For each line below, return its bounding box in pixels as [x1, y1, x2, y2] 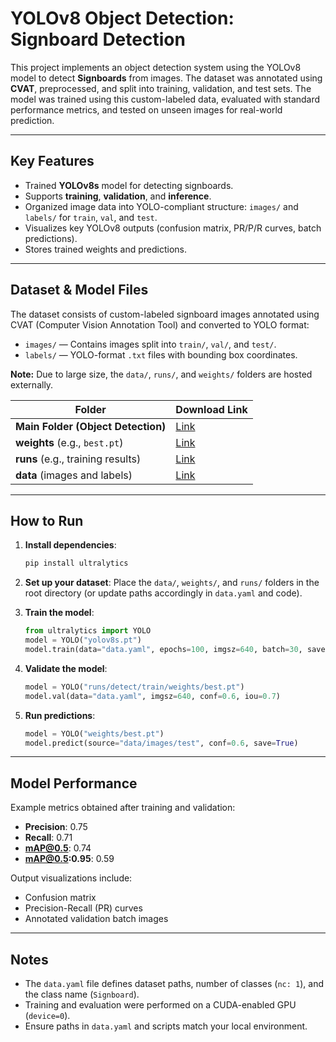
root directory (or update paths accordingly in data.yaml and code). [24, 587, 303, 599]
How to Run [10, 512, 84, 529]
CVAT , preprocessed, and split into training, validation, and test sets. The [10, 82, 312, 94]
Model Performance [10, 775, 138, 792]
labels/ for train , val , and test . [24, 211, 158, 223]
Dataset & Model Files [10, 282, 149, 299]
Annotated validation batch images [24, 913, 169, 925]
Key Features [10, 153, 95, 170]
